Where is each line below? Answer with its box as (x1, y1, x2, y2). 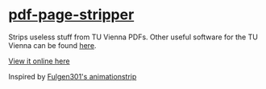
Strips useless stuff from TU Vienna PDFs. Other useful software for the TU (8, 32, 258, 42)
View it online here (8, 56, 70, 66)
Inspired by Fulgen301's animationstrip (8, 71, 137, 81)
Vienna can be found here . (8, 40, 97, 50)
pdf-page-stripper (8, 6, 135, 24)
